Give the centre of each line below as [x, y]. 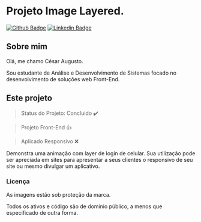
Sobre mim [27, 47]
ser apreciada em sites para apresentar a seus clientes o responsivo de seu [100, 159]
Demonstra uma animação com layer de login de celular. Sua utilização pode [101, 153]
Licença [18, 182]
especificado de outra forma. [42, 212]
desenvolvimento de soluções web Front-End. [63, 79]
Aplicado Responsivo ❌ [50, 141]
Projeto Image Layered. [65, 11]
